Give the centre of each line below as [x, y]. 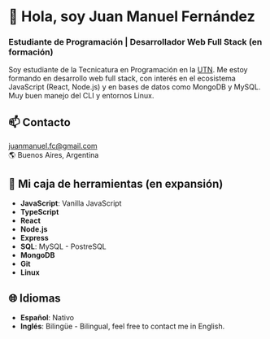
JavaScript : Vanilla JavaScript [71, 203]
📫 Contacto [39, 122]
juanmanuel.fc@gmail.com [53, 146]
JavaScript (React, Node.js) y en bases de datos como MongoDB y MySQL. [135, 87]
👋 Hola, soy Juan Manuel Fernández [132, 17]
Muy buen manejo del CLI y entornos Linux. [81, 96]
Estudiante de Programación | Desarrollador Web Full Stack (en [135, 42]
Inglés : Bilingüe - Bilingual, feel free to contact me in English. [122, 326]
